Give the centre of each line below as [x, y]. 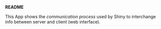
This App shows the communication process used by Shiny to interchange [80, 16]
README [14, 7]
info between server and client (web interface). [53, 22]
